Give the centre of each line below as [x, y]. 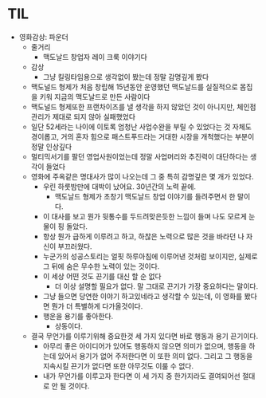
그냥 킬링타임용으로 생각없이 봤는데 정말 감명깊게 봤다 [126, 77]
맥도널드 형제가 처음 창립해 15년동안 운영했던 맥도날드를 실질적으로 [134, 87]
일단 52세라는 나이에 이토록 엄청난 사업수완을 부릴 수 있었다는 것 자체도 [141, 126]
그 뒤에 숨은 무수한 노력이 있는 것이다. [101, 266]
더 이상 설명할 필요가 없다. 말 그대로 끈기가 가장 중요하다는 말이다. [156, 286]
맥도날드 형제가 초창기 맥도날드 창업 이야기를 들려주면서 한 [145, 196]
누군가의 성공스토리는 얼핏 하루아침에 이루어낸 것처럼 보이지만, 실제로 [150, 256]
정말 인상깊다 [51, 146]
